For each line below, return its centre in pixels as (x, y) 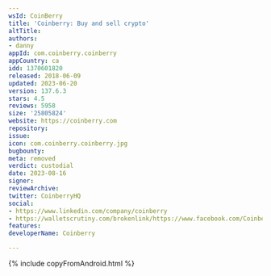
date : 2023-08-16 (38, 174)
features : (25, 226)
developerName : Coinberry (52, 234)
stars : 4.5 (27, 98)
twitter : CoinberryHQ (45, 196)
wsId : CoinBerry (35, 16)
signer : (21, 181)
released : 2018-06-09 (45, 76)
